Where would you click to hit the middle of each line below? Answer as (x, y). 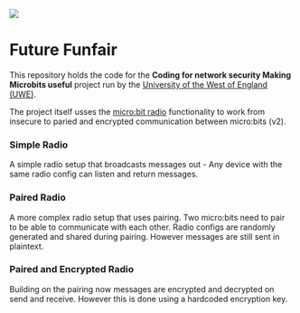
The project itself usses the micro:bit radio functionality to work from (137, 111)
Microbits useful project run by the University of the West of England (139, 84)
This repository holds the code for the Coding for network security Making (150, 75)
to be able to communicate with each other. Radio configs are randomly (142, 227)
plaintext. (27, 246)
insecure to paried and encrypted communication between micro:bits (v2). (148, 121)
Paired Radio (37, 197)
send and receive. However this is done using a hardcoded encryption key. (149, 299)
